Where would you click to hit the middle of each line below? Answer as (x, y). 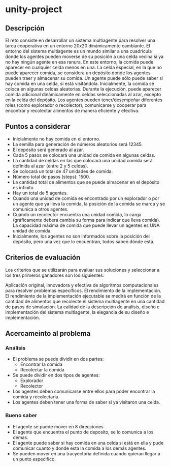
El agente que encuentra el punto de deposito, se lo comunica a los (83, 432)
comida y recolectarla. (36, 397)
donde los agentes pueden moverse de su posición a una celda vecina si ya (84, 56)
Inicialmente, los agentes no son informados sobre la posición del (81, 236)
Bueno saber (21, 416)
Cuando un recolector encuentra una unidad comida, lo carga (77, 214)
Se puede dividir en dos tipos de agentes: (56, 375)
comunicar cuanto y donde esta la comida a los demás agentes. (79, 448)
